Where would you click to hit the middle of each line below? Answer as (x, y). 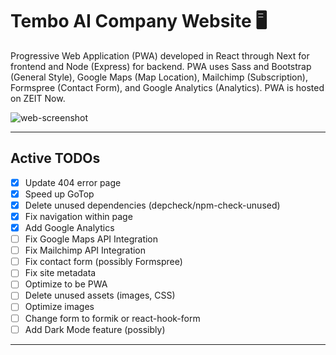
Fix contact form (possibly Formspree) (103, 262)
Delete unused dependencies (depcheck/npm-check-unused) (152, 205)
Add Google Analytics (69, 227)
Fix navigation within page (78, 216)
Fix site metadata (60, 273)
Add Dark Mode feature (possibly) (95, 329)
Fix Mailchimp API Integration (85, 250)
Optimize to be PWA (66, 284)
